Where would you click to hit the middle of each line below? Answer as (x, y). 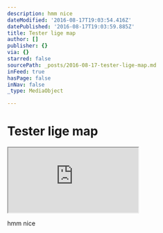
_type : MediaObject (35, 91)
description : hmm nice (40, 14)
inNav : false (26, 85)
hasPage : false (29, 78)
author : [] (23, 40)
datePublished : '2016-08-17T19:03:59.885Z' (71, 26)
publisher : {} (28, 46)
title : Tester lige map (42, 33)
